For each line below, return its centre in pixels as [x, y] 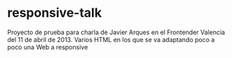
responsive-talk [55, 13]
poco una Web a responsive [48, 47]
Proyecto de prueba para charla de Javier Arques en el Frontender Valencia [116, 32]
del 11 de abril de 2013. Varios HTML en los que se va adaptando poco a [111, 39]
